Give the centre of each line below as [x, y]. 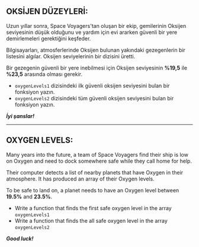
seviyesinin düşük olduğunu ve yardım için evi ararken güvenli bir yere [92, 32]
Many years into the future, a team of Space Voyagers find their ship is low [97, 154]
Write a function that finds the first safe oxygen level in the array [93, 208]
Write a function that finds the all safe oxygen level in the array [91, 220]
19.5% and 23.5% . [29, 197]
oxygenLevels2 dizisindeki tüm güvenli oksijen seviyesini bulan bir [94, 98]
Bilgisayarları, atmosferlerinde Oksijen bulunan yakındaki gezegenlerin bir [96, 50]
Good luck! [20, 238]
